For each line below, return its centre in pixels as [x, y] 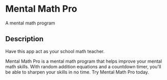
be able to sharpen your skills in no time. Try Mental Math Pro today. [77, 72]
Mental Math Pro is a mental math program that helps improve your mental [84, 61]
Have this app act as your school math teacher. [55, 51]
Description [24, 39]
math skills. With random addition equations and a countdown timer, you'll [83, 66]
